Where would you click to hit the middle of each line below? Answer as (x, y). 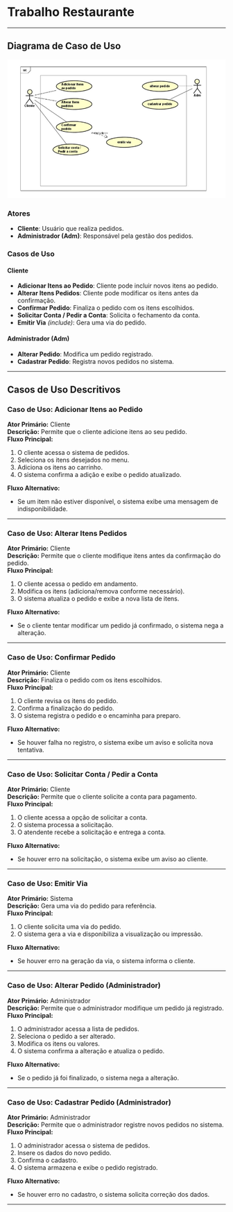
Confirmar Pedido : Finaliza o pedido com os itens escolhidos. (106, 308)
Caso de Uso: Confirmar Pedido (61, 657)
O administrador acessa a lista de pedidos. (78, 1029)
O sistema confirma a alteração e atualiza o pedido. (91, 1050)
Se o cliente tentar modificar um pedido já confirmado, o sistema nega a (120, 625)
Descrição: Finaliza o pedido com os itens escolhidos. (85, 679)
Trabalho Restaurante (71, 12)
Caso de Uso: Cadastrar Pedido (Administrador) (89, 1102)
